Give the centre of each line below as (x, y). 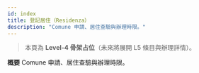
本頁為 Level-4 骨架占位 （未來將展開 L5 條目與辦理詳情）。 (110, 48)
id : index (22, 14)
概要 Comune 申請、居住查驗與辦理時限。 (68, 62)
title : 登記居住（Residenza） (49, 20)
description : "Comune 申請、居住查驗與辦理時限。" (77, 27)
